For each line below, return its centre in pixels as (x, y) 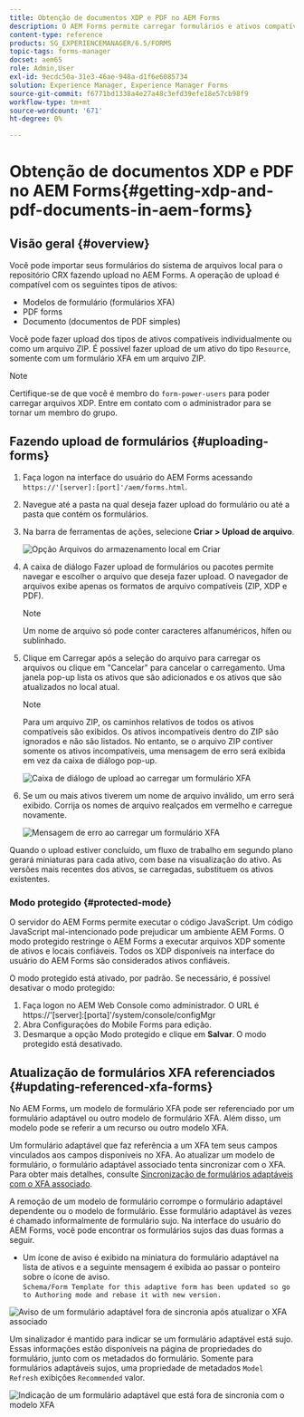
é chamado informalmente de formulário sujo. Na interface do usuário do (145, 1221)
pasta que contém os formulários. (85, 514)
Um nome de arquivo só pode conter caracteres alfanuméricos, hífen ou (157, 630)
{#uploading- (230, 441)
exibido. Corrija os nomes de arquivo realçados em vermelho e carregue (157, 805)
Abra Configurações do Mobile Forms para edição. (117, 1024)
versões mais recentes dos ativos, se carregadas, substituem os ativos (142, 869)
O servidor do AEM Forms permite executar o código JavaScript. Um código (152, 922)
